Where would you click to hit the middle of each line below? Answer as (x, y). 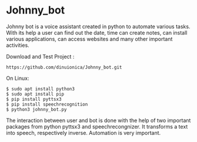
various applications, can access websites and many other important (89, 39)
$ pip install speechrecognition (47, 104)
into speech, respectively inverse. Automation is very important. (84, 133)
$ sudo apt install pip (35, 94)
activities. (18, 45)
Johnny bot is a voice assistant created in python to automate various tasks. (98, 26)
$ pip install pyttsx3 (34, 99)
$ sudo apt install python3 (41, 89)
